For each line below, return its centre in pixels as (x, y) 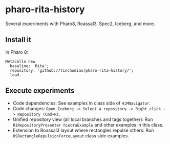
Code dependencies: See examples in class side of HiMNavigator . (82, 103)
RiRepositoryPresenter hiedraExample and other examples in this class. (88, 125)
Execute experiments (40, 91)
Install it (18, 40)
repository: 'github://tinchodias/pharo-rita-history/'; (72, 70)
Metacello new (20, 61)
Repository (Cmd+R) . (39, 114)
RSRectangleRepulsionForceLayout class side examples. (71, 136)
